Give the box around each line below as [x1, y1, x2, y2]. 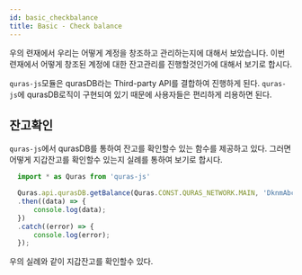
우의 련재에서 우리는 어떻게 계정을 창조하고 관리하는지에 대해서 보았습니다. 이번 [9, 47, 286, 58]
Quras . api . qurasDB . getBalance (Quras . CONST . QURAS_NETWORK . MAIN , [17, 189, 259, 198]
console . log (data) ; [32, 205, 106, 214]
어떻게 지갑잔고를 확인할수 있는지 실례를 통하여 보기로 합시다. [9, 155, 223, 165]
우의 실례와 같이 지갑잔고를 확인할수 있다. [9, 256, 154, 267]
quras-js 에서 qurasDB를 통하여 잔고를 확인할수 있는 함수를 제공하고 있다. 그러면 [9, 143, 292, 154]
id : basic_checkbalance [9, 13, 99, 22]
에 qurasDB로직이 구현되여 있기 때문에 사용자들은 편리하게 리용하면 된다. [17, 89, 272, 100]
